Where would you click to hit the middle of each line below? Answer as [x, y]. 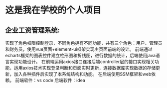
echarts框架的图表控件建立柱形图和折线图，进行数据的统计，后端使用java [81, 55]
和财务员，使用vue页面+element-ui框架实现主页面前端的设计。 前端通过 [79, 49]
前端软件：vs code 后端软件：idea [50, 80]
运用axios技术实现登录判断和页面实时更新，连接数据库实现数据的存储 [85, 68]
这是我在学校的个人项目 [53, 10]
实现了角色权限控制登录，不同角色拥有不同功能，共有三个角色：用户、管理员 [84, 43]
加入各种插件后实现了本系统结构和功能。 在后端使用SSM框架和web [83, 74]
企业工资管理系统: [33, 30]
